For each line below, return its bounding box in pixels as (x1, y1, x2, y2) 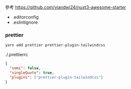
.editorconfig (12, 14, 39, 20)
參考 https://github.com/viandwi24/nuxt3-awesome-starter (5, 4, 127, 10)
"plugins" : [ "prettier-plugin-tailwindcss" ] (9, 75, 103, 80)
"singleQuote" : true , (9, 70, 55, 75)
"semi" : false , (9, 66, 41, 71)
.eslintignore (12, 19, 38, 25)
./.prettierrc (5, 52, 28, 58)
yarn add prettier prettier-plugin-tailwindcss (5, 43, 106, 48)
